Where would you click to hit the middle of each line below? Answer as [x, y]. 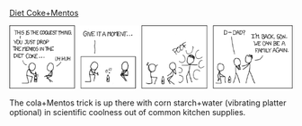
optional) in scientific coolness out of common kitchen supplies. [128, 113]
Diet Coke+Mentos [44, 13]
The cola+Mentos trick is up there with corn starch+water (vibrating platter [148, 103]
